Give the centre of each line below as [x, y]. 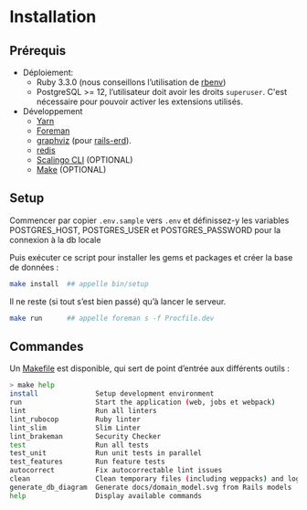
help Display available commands [106, 495]
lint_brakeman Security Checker [85, 436]
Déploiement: [48, 72]
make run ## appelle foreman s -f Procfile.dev [112, 318]
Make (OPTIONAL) [71, 170]
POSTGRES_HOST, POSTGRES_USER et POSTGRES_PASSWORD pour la [145, 229]
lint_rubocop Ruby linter [75, 419]
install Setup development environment [112, 394]
